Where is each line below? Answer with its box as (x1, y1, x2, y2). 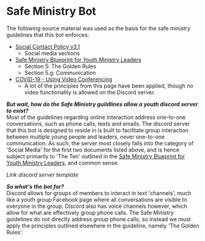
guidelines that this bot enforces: (6, 31, 90, 38)
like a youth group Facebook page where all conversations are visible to (6, 196, 188, 203)
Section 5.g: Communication (24, 69, 96, 76)
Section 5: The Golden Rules (24, 63, 97, 70)
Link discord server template (6, 170, 79, 178)
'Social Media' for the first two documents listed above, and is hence (6, 146, 179, 153)
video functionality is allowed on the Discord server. (24, 88, 155, 96)
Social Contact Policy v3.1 (15, 43, 80, 50)
